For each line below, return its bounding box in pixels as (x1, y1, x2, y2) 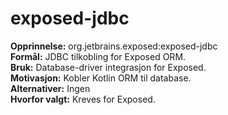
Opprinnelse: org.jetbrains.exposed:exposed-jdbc (10, 40, 218, 52)
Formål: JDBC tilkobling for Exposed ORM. (10, 50, 187, 62)
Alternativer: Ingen (10, 82, 91, 94)
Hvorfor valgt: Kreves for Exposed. (10, 93, 156, 105)
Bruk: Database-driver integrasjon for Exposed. (10, 61, 207, 73)
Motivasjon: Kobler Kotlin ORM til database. (10, 72, 192, 84)
